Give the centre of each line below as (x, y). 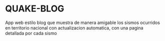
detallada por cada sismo (31, 33)
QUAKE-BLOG (35, 9)
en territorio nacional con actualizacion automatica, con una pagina (74, 27)
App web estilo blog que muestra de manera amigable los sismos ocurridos (83, 22)
